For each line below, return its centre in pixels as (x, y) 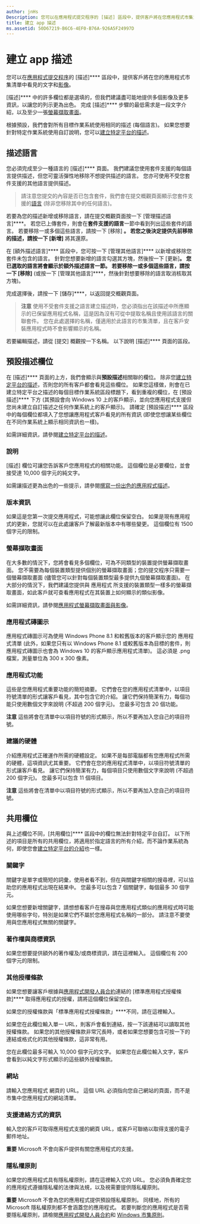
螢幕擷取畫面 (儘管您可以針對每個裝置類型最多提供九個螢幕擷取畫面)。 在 (101, 577)
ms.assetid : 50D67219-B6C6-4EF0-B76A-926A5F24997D (70, 28)
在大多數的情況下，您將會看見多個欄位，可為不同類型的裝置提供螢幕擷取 (95, 562)
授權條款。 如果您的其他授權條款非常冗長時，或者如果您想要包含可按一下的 (98, 1032)
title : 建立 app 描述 (31, 23)
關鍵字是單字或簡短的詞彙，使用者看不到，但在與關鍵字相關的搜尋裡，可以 (97, 880)
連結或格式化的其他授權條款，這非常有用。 (58, 1039)
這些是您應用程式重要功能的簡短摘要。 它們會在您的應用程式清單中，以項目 (98, 689)
